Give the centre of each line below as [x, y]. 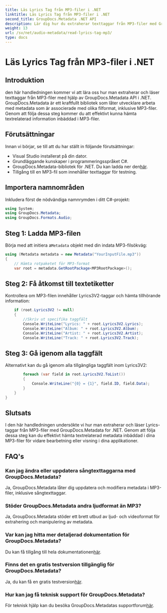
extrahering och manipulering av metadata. [49, 522]
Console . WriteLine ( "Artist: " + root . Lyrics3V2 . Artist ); [83, 333]
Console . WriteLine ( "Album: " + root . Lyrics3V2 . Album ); [81, 329]
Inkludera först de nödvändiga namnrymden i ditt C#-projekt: [68, 199]
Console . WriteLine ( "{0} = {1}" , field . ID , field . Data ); [91, 383]
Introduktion [25, 80]
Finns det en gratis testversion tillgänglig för [60, 565]
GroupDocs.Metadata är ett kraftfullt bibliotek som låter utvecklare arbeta [80, 103]
